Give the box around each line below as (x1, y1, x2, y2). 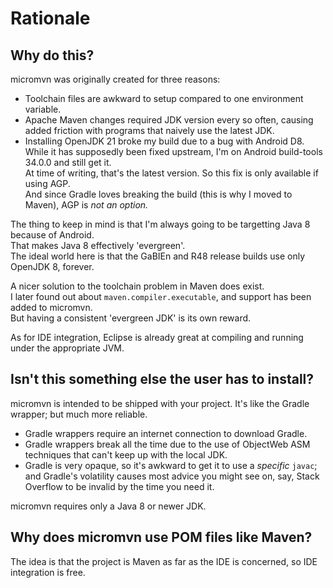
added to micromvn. (10, 302, 93, 313)
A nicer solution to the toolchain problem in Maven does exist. (10, 280, 265, 292)
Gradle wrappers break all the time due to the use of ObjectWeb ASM (24, 438, 311, 450)
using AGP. (24, 178, 71, 189)
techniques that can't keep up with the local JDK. (24, 448, 228, 461)
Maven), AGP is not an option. (24, 199, 149, 211)
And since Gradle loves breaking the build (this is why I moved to (24, 188, 293, 200)
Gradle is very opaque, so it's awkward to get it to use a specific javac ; (24, 459, 318, 471)
